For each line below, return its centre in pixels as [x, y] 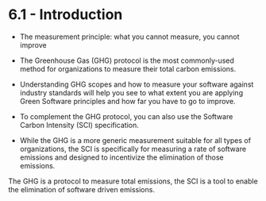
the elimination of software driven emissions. [81, 189]
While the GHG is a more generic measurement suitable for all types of [135, 140]
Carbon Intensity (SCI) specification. [79, 125]
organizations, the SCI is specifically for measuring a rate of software [133, 149]
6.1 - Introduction [66, 15]
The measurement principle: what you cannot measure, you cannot [129, 37]
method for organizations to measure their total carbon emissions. [128, 68]
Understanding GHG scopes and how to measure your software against [137, 84]
